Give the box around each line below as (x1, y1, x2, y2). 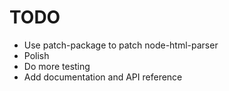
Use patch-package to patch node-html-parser (23, 39, 219, 51)
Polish (23, 49, 50, 61)
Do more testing (23, 60, 91, 72)
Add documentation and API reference (23, 71, 183, 83)
